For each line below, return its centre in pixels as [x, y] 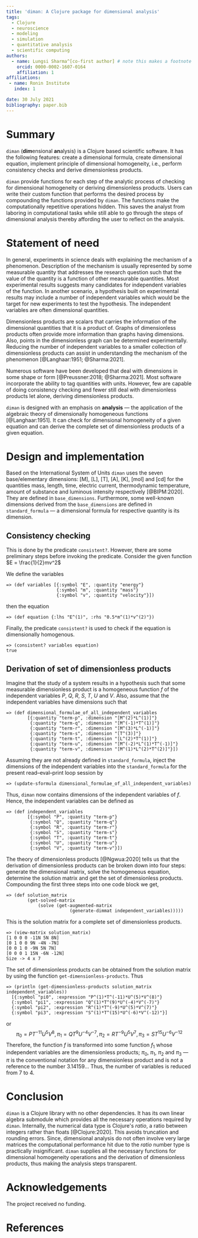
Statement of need [53, 243]
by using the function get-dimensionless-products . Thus [75, 976]
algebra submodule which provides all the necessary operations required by [99, 1119]
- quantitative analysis [42, 45]
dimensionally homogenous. [40, 635]
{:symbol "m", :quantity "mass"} [98, 590]
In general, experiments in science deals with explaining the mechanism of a [99, 259]
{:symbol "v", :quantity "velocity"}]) [106, 596]
